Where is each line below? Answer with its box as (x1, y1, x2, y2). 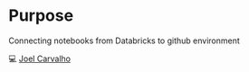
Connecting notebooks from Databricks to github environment (8, 35, 241, 46)
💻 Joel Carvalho (8, 53, 72, 64)
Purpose (8, 5, 74, 26)
